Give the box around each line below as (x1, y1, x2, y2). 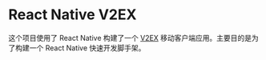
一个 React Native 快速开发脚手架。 (29, 42, 146, 53)
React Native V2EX (8, 6, 137, 24)
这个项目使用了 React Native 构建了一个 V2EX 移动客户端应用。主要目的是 (8, 33, 252, 42)
